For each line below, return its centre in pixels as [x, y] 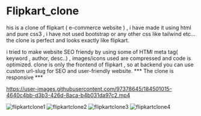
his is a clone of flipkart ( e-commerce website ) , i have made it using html [99, 28]
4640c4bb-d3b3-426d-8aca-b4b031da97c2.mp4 [68, 95]
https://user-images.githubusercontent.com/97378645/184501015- [89, 88]
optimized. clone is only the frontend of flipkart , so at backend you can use [100, 65]
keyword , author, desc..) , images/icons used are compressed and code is [99, 58]
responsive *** [25, 77]
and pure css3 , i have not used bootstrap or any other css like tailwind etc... [101, 33]
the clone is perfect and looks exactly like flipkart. [68, 40]
